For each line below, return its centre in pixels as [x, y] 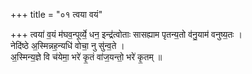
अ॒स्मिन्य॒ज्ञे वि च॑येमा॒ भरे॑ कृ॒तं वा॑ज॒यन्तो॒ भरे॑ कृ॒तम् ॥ [86, 57]
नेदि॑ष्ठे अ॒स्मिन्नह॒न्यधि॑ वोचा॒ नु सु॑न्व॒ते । [67, 45]
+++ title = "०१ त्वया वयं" [56, 14]
